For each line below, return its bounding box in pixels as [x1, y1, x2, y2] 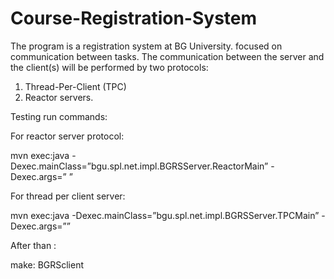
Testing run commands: [10, 110, 108, 122]
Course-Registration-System [10, 7, 258, 30]
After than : [10, 239, 57, 251]
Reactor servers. [24, 91, 94, 103]
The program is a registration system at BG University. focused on [10, 40, 283, 52]
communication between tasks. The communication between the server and [10, 50, 325, 62]
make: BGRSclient [10, 258, 85, 271]
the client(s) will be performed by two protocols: [10, 61, 209, 73]
